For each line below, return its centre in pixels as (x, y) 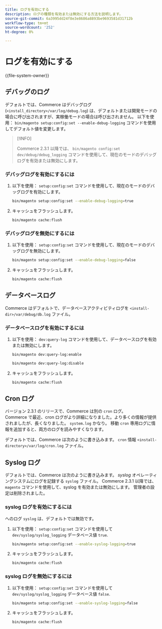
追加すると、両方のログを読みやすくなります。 (60, 429)
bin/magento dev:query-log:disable (48, 363)
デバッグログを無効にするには (40, 233)
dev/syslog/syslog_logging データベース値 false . (61, 594)
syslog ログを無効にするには (38, 576)
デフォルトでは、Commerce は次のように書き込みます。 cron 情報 (71, 440)
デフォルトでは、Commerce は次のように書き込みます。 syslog (68, 475)
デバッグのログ (27, 92)
